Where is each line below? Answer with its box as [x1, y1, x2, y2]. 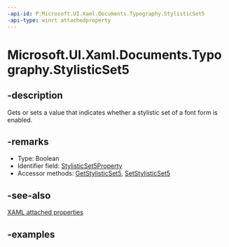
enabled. [7, 115, 33, 124]
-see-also [7, 190, 51, 202]
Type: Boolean [17, 155, 60, 163]
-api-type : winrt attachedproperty [7, 17, 111, 24]
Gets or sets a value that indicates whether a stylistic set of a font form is [7, 108, 218, 116]
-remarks [7, 136, 49, 148]
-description [7, 90, 63, 101]
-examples [7, 228, 55, 240]
